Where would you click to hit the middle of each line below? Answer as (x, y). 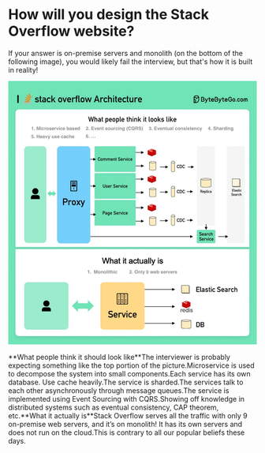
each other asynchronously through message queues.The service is (119, 391)
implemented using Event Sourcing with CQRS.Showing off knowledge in (127, 399)
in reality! (23, 69)
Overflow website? (71, 31)
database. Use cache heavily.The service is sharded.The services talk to (126, 382)
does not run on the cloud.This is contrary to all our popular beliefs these (127, 432)
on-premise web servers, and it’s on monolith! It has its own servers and (125, 425)
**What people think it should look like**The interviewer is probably (119, 358)
